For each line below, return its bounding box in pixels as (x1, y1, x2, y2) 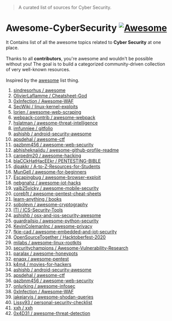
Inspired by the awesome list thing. (6, 77, 80, 83)
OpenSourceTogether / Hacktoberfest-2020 (13, 234, 106, 240)
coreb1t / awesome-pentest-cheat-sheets (13, 190, 101, 197)
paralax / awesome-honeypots (13, 250, 78, 256)
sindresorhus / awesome (13, 87, 66, 93)
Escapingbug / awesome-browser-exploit (13, 174, 101, 180)
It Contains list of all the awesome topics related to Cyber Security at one (6, 39, 161, 45)
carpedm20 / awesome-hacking (13, 152, 81, 158)
